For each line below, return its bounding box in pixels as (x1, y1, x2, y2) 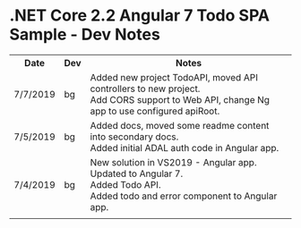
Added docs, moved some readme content (90, 119, 270, 131)
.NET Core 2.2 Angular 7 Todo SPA (9, 5, 271, 26)
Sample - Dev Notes (9, 24, 161, 45)
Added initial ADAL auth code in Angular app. (90, 141, 279, 154)
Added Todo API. (90, 178, 161, 190)
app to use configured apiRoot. (90, 105, 220, 117)
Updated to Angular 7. (90, 167, 184, 180)
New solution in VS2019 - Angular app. (90, 156, 257, 168)
